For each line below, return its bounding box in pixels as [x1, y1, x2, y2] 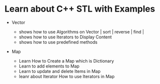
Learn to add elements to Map [19, 63, 80, 69]
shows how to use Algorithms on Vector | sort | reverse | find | [19, 29, 144, 34]
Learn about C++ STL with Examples [4, 3, 156, 15]
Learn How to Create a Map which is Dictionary [19, 58, 114, 64]
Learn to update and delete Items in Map [19, 68, 101, 74]
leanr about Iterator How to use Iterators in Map [19, 73, 115, 79]
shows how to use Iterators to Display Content [19, 34, 112, 40]
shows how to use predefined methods [19, 39, 98, 45]
